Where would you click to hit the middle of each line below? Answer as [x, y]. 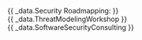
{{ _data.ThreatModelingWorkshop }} [67, 19]
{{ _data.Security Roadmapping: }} [63, 11]
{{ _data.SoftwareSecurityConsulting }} [71, 27]
